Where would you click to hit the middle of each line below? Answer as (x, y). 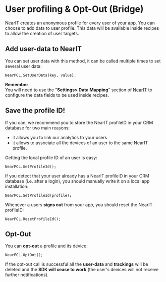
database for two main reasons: (38, 128)
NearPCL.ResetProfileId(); (33, 219)
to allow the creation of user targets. (42, 33)
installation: (17, 186)
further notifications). (27, 275)
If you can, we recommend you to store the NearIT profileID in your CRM (79, 122)
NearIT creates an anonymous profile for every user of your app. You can (80, 23)
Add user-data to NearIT (44, 49)
